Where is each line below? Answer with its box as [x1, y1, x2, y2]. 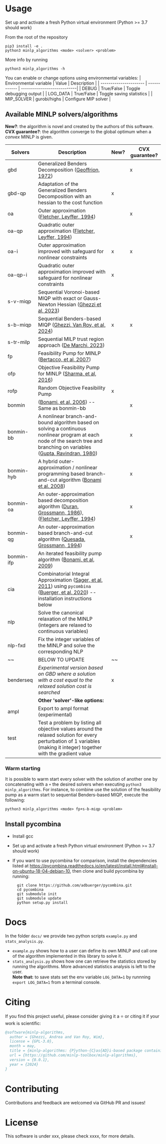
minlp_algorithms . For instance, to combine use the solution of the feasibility [5, 787, 161, 793]
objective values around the [38, 725, 103, 732]
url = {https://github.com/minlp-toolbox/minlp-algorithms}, [9, 1053, 138, 1058]
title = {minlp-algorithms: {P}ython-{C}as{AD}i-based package [9, 1048, 142, 1053]
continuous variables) [38, 628, 89, 635]
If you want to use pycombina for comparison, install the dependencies [12, 857, 157, 863]
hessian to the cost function [38, 199, 103, 206]
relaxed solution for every [38, 731, 97, 738]
